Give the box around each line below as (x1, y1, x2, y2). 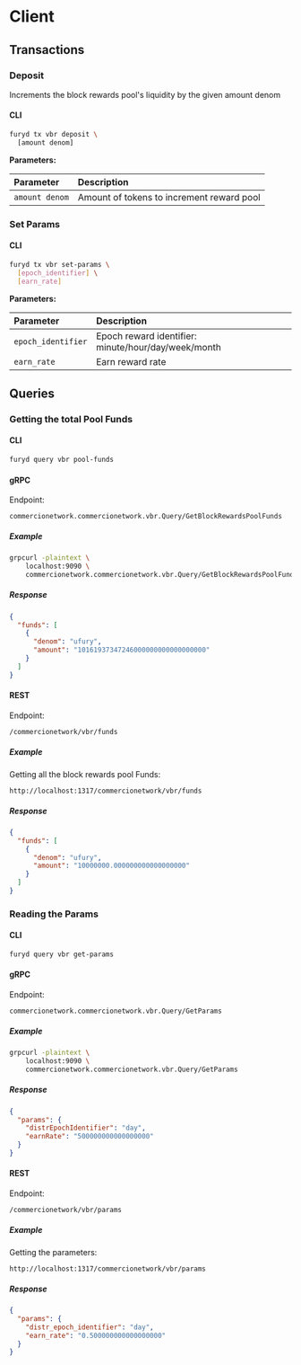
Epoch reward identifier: (95, 330, 197, 342)
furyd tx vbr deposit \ (9, 130, 99, 139)
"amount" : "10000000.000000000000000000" (32, 861, 191, 871)
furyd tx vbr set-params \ (9, 260, 110, 269)
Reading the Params (9, 908, 99, 920)
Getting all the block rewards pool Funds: (9, 768, 161, 779)
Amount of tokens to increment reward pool (77, 191, 262, 203)
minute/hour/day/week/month (95, 341, 221, 353)
